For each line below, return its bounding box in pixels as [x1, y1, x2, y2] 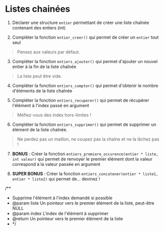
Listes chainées [5, 3, 70, 15]
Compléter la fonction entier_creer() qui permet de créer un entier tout [12, 34, 159, 40]
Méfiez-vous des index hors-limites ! [17, 112, 92, 118]
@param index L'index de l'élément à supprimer [12, 210, 109, 216]
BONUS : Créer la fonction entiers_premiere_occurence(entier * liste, [12, 151, 159, 157]
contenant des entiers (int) [12, 24, 66, 30]
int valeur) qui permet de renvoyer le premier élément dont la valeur [12, 156, 153, 162]
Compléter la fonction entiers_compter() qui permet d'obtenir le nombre [12, 82, 159, 89]
